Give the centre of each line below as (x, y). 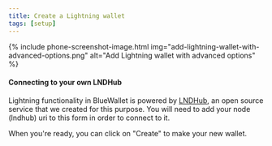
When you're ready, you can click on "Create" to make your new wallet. (128, 133)
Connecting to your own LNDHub (65, 83)
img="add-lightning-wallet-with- (205, 46)
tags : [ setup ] (32, 24)
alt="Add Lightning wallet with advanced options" (173, 55)
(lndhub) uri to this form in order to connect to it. (89, 118)
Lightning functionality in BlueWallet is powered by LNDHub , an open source (136, 100)
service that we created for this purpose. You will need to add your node (130, 109)
